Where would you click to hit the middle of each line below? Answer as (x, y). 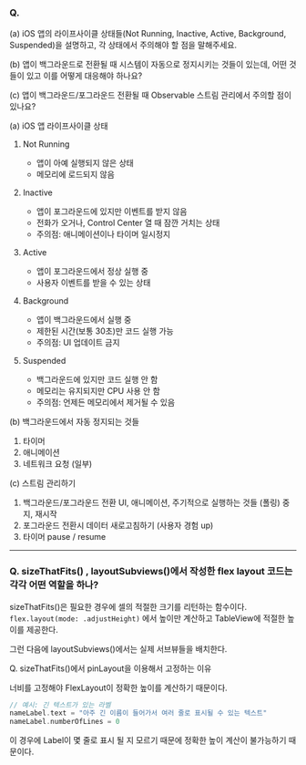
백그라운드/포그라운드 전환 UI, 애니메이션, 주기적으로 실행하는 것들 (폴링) (151, 502)
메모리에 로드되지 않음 (76, 174)
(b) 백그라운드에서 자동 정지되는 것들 (74, 422)
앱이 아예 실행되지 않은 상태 (85, 163)
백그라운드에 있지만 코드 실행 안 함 (97, 379)
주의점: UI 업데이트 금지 (78, 343)
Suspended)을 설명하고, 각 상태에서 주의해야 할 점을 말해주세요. (123, 45)
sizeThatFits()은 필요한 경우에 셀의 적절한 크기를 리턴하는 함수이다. (128, 606)
